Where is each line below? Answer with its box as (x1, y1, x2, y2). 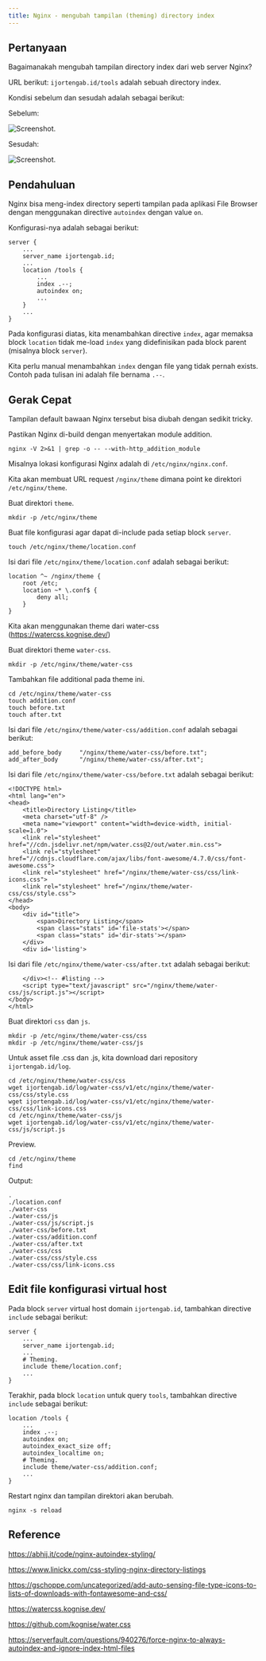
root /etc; (22, 579, 59, 588)
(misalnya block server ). (8, 346, 88, 355)
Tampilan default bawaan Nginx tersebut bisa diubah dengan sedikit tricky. (8, 414, 253, 424)
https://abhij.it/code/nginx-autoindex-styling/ (8, 1549, 156, 1558)
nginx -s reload (8, 1506, 62, 1514)
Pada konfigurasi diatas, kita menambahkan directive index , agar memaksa (8, 329, 253, 339)
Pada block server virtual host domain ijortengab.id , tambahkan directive (8, 1303, 252, 1313)
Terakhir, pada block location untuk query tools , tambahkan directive (8, 1390, 237, 1400)
